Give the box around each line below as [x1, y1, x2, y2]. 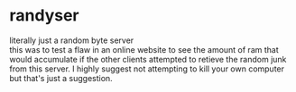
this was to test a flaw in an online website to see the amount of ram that [9, 44, 280, 54]
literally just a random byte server [9, 35, 134, 46]
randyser [9, 5, 79, 26]
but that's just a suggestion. [9, 72, 113, 83]
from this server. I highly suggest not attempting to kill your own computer [9, 63, 285, 74]
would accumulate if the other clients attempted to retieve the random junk [9, 54, 287, 64]
